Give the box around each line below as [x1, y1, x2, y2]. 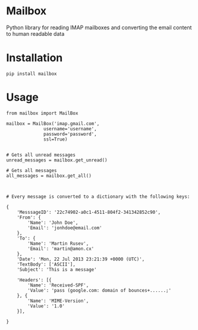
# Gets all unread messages [6, 152, 76, 158]
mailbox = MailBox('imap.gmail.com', [6, 120, 100, 126]
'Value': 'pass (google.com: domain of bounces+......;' [27, 287, 171, 293]
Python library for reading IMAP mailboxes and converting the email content [6, 24, 192, 31]
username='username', [43, 126, 97, 132]
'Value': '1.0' [27, 303, 65, 309]
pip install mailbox [6, 70, 58, 77]
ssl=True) [43, 136, 68, 142]
